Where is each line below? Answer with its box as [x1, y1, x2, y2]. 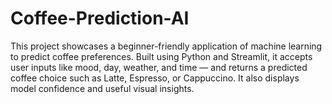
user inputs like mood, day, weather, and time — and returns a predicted [10, 61, 308, 73]
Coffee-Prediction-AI [10, 7, 190, 30]
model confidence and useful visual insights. [10, 82, 195, 94]
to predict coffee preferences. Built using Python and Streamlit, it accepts [10, 50, 313, 62]
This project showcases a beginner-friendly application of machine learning [10, 40, 323, 52]
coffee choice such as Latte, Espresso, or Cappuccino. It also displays [10, 72, 300, 84]
